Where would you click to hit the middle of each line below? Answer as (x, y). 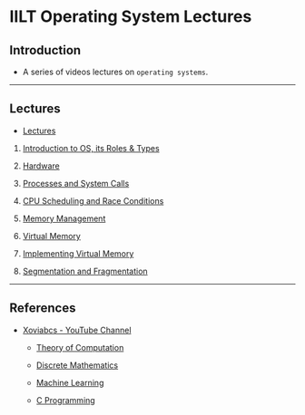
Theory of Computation (80, 347)
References (43, 309)
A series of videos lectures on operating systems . (115, 72)
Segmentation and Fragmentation (85, 271)
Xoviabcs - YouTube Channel (77, 330)
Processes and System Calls (76, 183)
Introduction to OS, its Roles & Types (91, 148)
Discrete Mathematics (77, 365)
